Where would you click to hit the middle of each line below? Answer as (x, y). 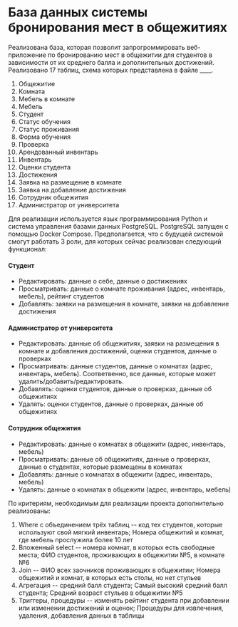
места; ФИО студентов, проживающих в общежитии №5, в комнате (121, 555)
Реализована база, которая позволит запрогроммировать (97, 47)
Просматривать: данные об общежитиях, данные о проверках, (114, 459)
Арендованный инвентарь (58, 152)
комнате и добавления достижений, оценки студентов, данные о (117, 351)
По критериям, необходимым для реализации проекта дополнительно (116, 503)
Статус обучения (44, 121)
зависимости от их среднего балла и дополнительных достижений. (111, 62)
